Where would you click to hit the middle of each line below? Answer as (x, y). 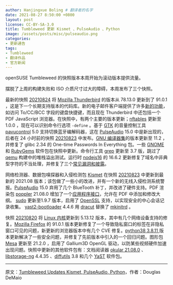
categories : (18, 39)
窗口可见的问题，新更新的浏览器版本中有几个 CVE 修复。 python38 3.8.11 (82, 231)
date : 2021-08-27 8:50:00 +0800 (40, 15)
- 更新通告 (15, 44)
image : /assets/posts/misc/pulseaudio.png (51, 34)
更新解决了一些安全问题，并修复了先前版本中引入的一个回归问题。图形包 (86, 237)
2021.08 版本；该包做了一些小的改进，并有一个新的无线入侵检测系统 (88, 181)
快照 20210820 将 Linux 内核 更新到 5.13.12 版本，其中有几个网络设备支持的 (84, 218)
